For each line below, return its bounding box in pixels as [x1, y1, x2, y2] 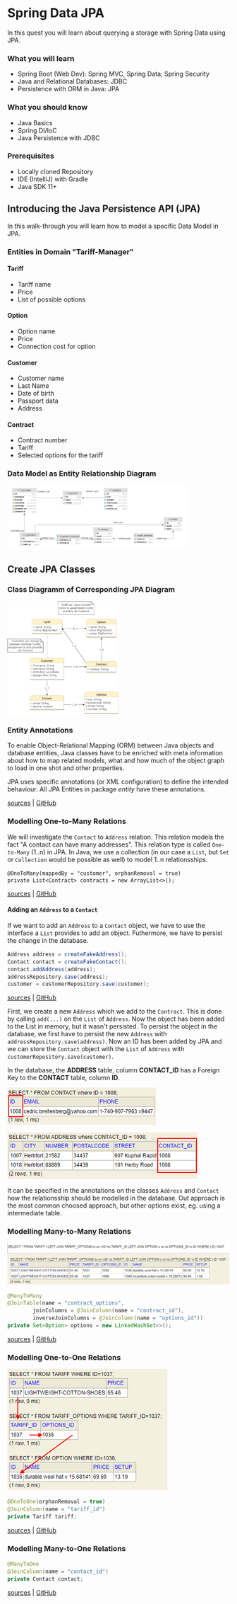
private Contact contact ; [7, 1575, 83, 1583]
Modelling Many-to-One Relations [7, 1543, 126, 1553]
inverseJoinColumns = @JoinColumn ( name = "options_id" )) [32, 1314, 203, 1322]
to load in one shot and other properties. [7, 764, 125, 772]
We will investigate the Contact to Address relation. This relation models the [7, 832, 224, 841]
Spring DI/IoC [17, 126, 58, 134]
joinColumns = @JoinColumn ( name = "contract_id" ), [32, 1307, 185, 1314]
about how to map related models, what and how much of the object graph [7, 756, 224, 765]
